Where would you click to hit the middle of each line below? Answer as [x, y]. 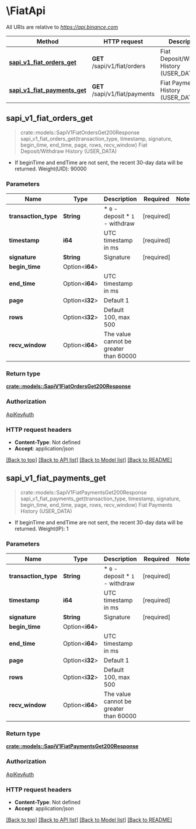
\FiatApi [26, 11]
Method [48, 41]
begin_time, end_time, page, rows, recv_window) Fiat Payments [97, 504]
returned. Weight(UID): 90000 [50, 169]
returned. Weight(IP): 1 [41, 528]
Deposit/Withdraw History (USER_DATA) [69, 151]
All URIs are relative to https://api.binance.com [62, 27]
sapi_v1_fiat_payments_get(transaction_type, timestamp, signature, [100, 499]
